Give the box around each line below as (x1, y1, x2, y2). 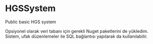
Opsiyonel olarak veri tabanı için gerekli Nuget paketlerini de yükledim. (5, 28, 149, 34)
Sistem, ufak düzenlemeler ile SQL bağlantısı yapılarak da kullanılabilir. (5, 33, 148, 39)
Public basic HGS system (5, 19, 57, 25)
